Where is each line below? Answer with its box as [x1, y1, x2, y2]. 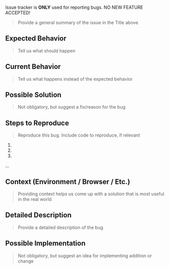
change [17, 258, 34, 264]
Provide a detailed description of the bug [17, 224, 104, 230]
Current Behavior [5, 62, 61, 71]
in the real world [17, 196, 52, 203]
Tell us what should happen [17, 48, 76, 54]
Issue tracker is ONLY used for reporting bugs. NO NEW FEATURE [5, 5, 144, 10]
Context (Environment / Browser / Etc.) [5, 177, 130, 186]
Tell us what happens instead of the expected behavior [17, 76, 133, 82]
